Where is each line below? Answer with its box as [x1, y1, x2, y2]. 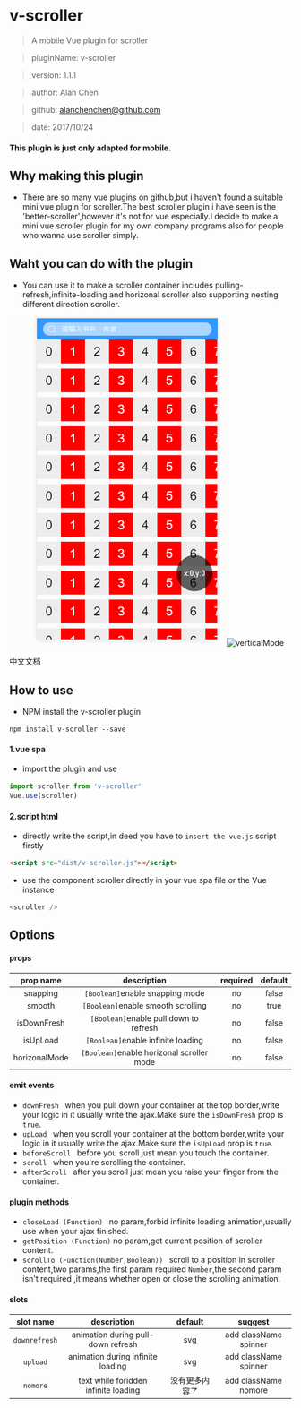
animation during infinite [68, 1352, 159, 1362]
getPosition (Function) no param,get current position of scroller [21, 1235, 262, 1246]
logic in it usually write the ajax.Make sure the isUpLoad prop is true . [21, 1138, 273, 1148]
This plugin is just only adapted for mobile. [9, 142, 172, 153]
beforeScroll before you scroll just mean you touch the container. [21, 1147, 270, 1158]
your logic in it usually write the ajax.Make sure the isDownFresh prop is [21, 1109, 284, 1120]
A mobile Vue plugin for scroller [30, 35, 149, 46]
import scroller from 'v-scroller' [9, 782, 142, 791]
